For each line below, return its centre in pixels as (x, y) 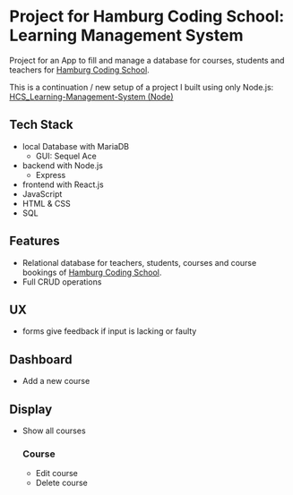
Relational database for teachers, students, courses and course (139, 262)
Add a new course (56, 381)
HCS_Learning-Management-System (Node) (91, 97)
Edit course (56, 474)
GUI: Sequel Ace (66, 156)
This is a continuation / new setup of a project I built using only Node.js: (142, 87)
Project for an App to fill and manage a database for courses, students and (147, 60)
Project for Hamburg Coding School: (147, 17)
